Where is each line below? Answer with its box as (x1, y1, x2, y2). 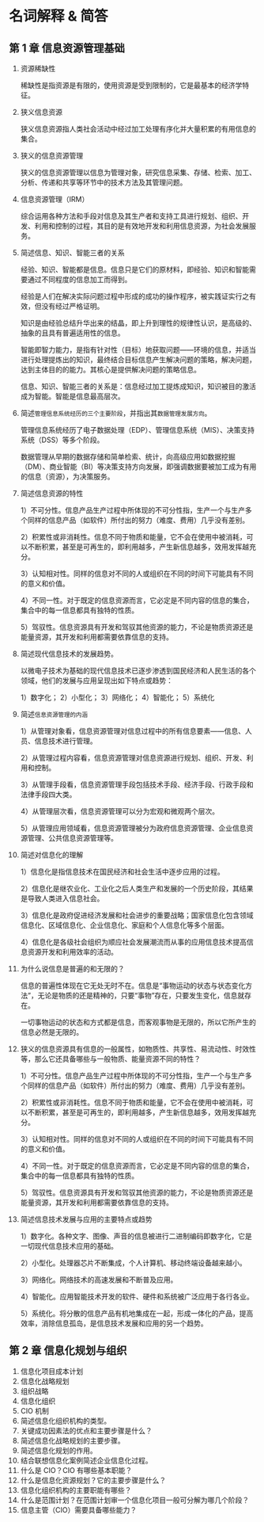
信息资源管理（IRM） (20, 195, 89, 204)
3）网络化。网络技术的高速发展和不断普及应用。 (20, 1275, 178, 1284)
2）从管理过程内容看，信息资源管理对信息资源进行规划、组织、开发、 (20, 753, 247, 762)
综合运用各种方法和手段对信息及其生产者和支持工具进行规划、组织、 (20, 212, 243, 220)
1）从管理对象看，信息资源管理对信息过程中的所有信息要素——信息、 (20, 727, 246, 735)
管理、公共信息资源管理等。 (27, 833, 118, 842)
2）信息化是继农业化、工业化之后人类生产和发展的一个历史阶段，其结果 (20, 884, 254, 893)
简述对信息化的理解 (20, 850, 84, 860)
